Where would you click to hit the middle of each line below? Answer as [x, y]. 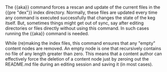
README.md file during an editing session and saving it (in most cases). [79, 64]
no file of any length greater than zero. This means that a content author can [83, 54]
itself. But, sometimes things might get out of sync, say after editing [75, 23]
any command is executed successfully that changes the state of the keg [80, 18]
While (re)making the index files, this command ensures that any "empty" [80, 43]
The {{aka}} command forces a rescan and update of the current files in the [83, 7]
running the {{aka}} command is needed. [47, 34]
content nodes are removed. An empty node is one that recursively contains [83, 48]
